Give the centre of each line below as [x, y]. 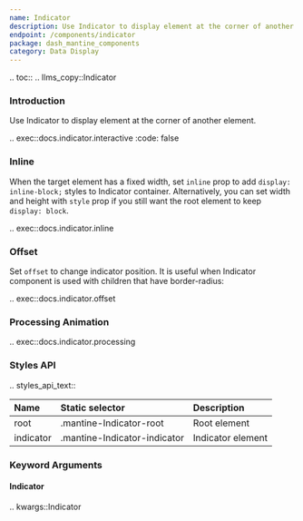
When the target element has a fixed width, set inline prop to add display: [150, 182]
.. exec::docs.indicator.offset [63, 299]
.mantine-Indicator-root [112, 423]
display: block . [39, 211]
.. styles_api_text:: [43, 385]
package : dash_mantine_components [75, 43]
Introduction [37, 101]
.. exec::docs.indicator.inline [62, 228]
